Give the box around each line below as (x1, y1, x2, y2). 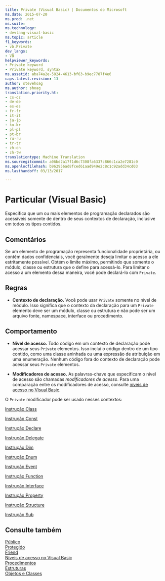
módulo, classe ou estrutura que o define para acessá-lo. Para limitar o (5, 264, 150, 270)
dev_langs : (5, 49, 28, 53)
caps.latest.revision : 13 (5, 76, 58, 81)
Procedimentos (5, 560, 36, 566)
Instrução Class (5, 406, 37, 412)
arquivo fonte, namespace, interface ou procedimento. (12, 313, 124, 318)
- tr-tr (5, 141, 21, 146)
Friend (5, 549, 18, 555)
